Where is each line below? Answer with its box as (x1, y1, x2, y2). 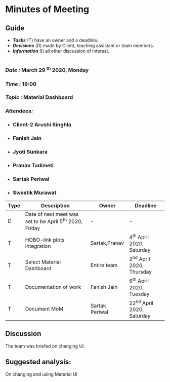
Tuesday (129, 290, 150, 297)
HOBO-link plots (25, 237, 65, 244)
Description (41, 202, 70, 209)
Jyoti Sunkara (12, 148, 48, 156)
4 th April (129, 233, 149, 241)
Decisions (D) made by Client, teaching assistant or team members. (12, 43, 154, 49)
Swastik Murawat (12, 189, 57, 196)
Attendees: (5, 107, 33, 114)
